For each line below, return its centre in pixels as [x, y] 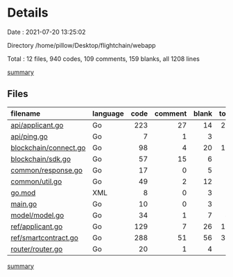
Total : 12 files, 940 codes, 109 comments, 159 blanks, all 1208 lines [103, 59]
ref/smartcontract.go [44, 238]
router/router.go [37, 249]
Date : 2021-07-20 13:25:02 [46, 32]
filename [26, 114]
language [109, 114]
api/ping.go [29, 136]
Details [28, 13]
